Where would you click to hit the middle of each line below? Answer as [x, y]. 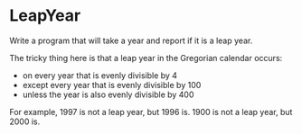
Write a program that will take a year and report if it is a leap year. [131, 40]
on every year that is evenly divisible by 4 [100, 75]
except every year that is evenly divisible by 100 [112, 85]
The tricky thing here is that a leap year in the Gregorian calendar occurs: [146, 58]
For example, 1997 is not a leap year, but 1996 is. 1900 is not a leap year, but [151, 112]
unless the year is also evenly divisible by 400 [108, 94]
